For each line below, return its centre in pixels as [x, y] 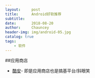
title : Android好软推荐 [33, 14]
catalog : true [20, 37]
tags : [11, 41]
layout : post [23, 10]
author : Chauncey [27, 28]
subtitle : [15, 19]
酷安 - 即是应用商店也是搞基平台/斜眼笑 [51, 71]
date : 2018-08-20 [29, 23]
